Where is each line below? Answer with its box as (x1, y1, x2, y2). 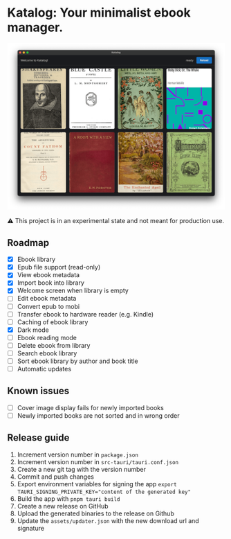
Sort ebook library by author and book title (17, 357, 138, 365)
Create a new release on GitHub (17, 502, 109, 510)
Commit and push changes (17, 472, 95, 481)
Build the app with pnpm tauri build (17, 494, 120, 503)
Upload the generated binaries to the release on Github (17, 509, 174, 518)
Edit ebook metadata (17, 294, 77, 303)
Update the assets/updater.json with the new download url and (17, 516, 199, 524)
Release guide (7, 432, 70, 444)
